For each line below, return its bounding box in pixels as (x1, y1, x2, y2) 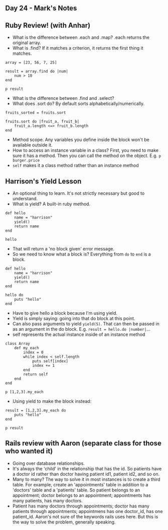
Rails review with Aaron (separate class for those (5, 439, 161, 448)
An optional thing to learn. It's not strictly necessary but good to (12, 190, 145, 196)
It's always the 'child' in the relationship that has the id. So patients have (12, 465, 162, 471)
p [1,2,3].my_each (5, 389, 44, 394)
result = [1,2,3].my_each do (5, 408, 66, 413)
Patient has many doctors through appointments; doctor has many (12, 503, 149, 509)
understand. (12, 196, 38, 202)
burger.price (12, 158, 40, 163)
